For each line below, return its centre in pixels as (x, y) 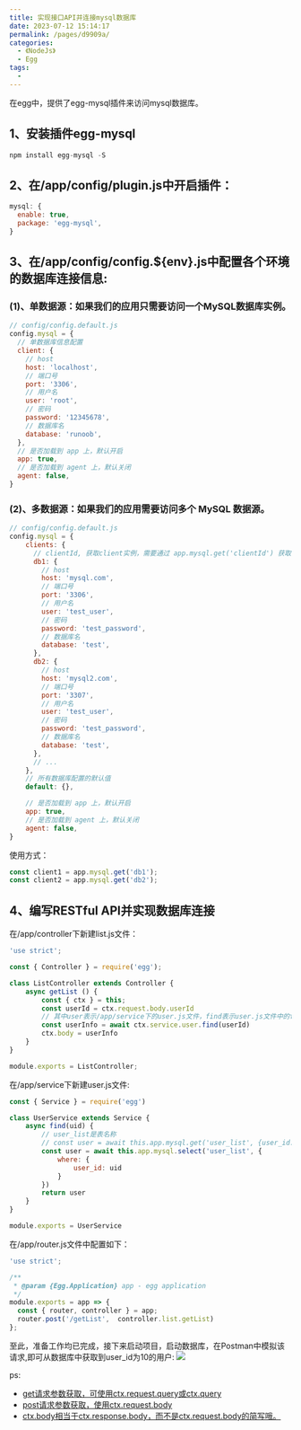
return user (64, 1193)
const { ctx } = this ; (84, 1000)
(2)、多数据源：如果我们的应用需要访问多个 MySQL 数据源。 (140, 508)
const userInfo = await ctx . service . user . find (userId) (146, 1025)
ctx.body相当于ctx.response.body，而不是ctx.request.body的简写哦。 (151, 1416)
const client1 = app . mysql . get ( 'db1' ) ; (84, 872)
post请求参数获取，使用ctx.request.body (97, 1404)
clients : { (46, 544)
